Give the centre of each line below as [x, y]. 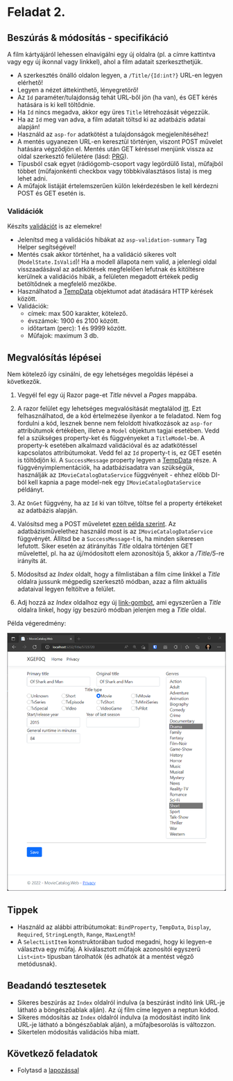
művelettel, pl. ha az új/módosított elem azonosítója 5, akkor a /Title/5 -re [121, 553]
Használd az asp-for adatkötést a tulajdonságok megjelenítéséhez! [113, 134]
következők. [24, 382]
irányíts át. [32, 561]
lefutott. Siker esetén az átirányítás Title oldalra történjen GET [105, 546]
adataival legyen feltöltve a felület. [66, 589]
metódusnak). [37, 964]
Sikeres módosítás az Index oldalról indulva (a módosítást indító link [114, 1017]
